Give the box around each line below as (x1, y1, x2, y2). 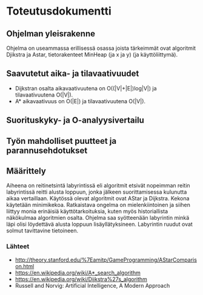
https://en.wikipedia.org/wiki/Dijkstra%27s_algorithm (15, 275, 147, 283)
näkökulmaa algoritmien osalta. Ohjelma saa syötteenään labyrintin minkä (6, 214, 190, 222)
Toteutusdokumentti (6, 4, 112, 18)
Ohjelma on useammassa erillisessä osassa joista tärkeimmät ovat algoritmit (6, 44, 196, 52)
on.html (15, 262, 35, 270)
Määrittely (6, 166, 47, 176)
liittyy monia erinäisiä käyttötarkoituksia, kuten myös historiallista (6, 208, 168, 215)
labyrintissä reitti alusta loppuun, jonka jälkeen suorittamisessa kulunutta (6, 188, 187, 195)
